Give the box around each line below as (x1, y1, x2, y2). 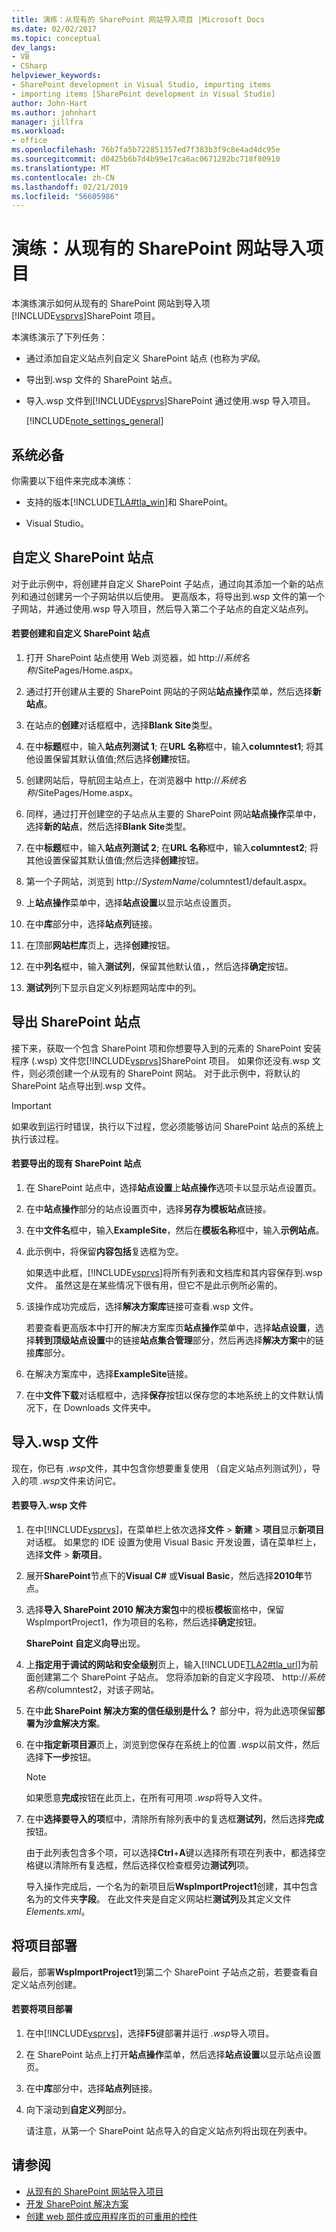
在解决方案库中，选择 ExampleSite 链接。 (25, 1368, 194, 1380)
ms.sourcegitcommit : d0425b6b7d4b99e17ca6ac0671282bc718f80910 (11, 154, 281, 164)
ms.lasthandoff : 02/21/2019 (11, 182, 129, 192)
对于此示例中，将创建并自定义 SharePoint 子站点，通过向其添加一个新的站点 (11, 577, 324, 590)
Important (11, 1099, 52, 1111)
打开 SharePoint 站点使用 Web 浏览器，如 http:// (25, 652, 224, 664)
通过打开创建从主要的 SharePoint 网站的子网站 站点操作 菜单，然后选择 (25, 686, 313, 698)
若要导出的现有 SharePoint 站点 (11, 1157, 142, 1170)
